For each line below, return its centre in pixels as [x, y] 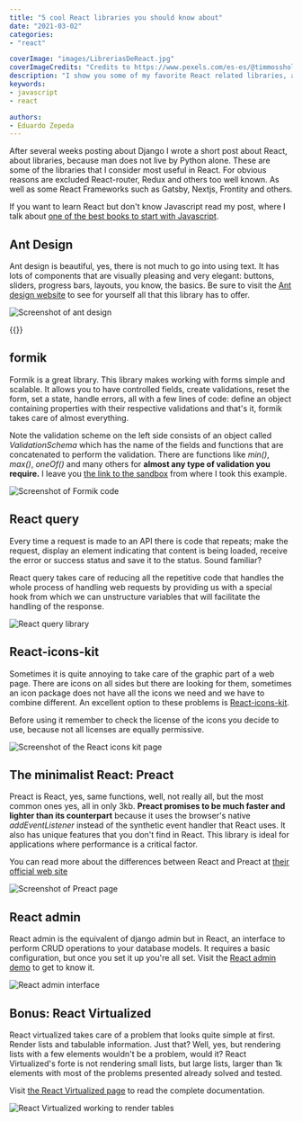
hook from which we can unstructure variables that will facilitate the [135, 597]
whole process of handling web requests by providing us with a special [141, 587]
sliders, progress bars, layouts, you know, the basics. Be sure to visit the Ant [151, 285]
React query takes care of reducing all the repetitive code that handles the [147, 578]
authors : [26, 117]
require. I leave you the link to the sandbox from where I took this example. [148, 473]
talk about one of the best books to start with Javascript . [114, 216]
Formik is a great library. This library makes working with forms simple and [147, 380]
